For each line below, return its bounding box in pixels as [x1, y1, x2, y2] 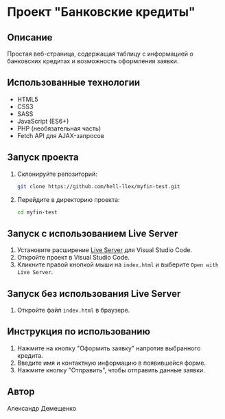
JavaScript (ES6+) [16, 117, 69, 125]
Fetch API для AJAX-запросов [16, 131, 104, 139]
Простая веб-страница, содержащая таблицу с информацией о [7, 49, 193, 58]
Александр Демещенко [7, 404, 77, 412]
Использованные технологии [7, 77, 141, 89]
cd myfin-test [16, 209, 58, 216]
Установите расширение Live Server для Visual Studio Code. [16, 246, 193, 254]
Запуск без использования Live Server [7, 288, 181, 299]
